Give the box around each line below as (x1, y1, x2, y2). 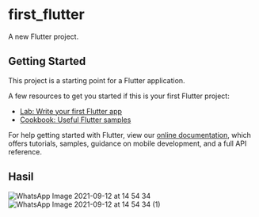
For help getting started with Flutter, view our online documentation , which (8, 130, 252, 139)
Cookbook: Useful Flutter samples (19, 115, 131, 124)
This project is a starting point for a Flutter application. (8, 75, 185, 85)
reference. (8, 147, 42, 156)
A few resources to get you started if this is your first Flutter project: (8, 91, 230, 101)
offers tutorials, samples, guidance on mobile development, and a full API (8, 139, 247, 148)
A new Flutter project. (8, 32, 79, 41)
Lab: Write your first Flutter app (19, 106, 123, 116)
